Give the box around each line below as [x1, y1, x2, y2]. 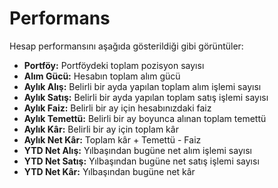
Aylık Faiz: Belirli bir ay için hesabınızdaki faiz [23, 102, 212, 114]
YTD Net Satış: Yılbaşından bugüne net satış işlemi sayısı [23, 155, 260, 167]
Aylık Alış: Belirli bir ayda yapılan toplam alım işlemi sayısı [23, 80, 262, 92]
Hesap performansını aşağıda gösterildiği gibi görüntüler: [9, 40, 244, 52]
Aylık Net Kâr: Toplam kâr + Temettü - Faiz [23, 133, 202, 146]
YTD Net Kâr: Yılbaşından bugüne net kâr [23, 165, 196, 177]
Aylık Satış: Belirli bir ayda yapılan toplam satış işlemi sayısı [23, 91, 269, 103]
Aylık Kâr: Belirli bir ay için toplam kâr [23, 123, 179, 135]
